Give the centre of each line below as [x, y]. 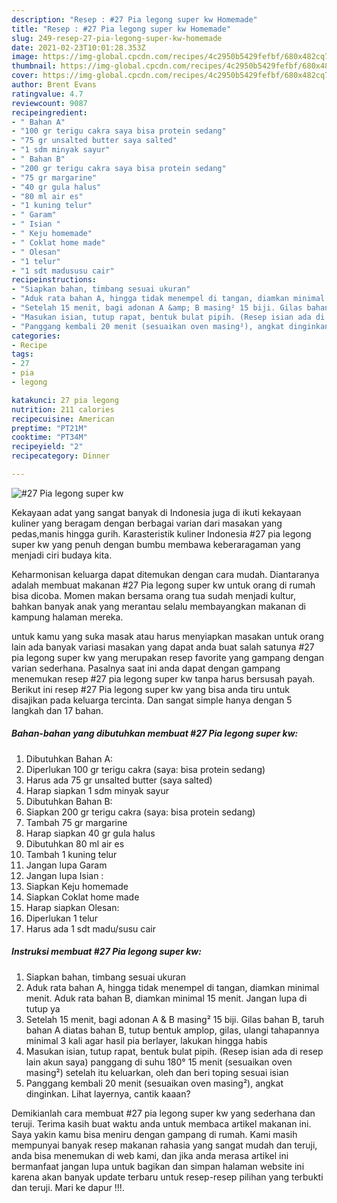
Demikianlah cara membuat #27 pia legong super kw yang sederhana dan [163, 1113]
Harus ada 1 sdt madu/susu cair [90, 928]
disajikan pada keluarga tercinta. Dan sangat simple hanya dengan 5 [152, 700]
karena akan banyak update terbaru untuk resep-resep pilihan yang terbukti [167, 1177]
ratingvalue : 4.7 [47, 94]
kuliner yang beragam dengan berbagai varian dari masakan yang [147, 523]
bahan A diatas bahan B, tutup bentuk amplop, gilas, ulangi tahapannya [172, 1030]
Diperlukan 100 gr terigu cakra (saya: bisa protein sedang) [145, 769]
